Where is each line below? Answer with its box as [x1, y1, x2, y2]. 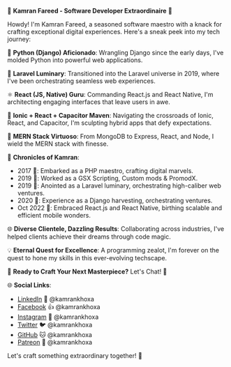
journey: [7, 35, 31, 43]
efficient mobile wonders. [17, 211, 91, 219]
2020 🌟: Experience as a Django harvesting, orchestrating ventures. [17, 196, 213, 204]
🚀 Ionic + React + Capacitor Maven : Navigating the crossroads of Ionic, [7, 112, 214, 119]
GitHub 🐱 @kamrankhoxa [17, 331, 93, 338]
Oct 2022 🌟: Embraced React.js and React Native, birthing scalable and [17, 204, 223, 212]
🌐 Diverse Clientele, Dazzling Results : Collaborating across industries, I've [7, 225, 225, 233]
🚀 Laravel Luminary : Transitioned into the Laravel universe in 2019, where [7, 70, 220, 77]
